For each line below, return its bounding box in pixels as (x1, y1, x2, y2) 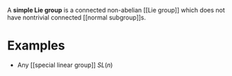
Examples (7, 38, 65, 54)
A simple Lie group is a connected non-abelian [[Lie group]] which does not (7, 6, 226, 14)
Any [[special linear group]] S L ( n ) (17, 61, 113, 69)
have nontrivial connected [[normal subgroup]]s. (7, 13, 147, 22)
